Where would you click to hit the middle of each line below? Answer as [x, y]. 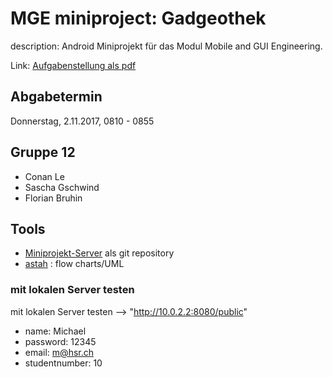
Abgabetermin [56, 97]
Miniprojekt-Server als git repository [99, 253]
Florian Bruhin [53, 198]
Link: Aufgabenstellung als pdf [73, 65]
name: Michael [55, 331]
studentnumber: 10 [63, 363]
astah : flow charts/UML [74, 264]
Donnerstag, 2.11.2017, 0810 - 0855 [82, 121]
